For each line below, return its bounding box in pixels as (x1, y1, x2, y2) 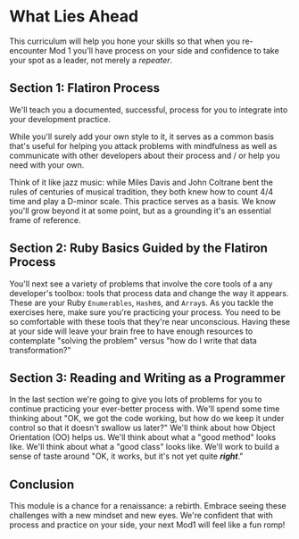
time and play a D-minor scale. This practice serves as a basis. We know (9, 195, 277, 206)
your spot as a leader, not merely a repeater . (9, 54, 173, 65)
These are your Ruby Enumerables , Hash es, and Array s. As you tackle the (9, 297, 274, 308)
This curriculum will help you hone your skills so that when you (9, 36, 241, 46)
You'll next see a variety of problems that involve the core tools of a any (9, 278, 273, 289)
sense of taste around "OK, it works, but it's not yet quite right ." (9, 451, 244, 461)
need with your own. (9, 159, 85, 170)
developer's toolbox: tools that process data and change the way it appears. (9, 287, 289, 298)
